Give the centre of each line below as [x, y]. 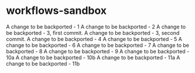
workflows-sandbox [57, 11]
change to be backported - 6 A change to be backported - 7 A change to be [97, 45]
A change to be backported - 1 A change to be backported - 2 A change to [96, 27]
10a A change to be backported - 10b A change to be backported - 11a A [93, 57]
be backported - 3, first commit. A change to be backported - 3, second [93, 32]
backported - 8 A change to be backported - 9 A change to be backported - [98, 51]
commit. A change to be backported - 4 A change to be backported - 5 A [94, 39]
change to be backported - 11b [43, 63]
